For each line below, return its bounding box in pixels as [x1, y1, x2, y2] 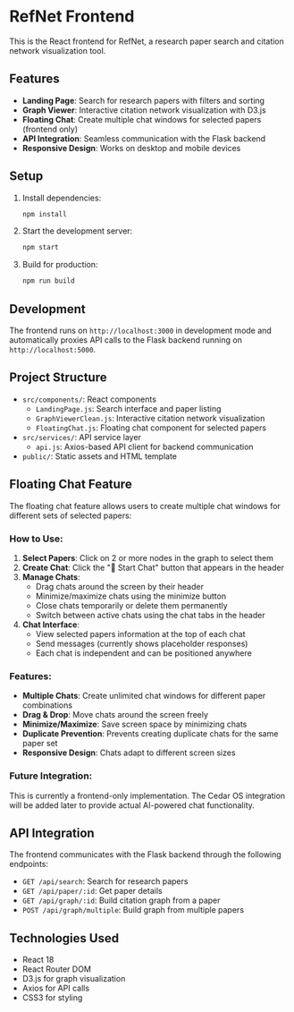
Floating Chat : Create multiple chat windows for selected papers [21, 114, 262, 124]
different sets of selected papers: [9, 510, 132, 521]
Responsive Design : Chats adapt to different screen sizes [21, 747, 236, 758]
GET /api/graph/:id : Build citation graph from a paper [21, 895, 221, 906]
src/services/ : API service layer [21, 431, 141, 442]
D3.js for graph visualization [21, 974, 126, 984]
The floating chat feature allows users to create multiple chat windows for [9, 500, 281, 511]
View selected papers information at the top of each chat [35, 628, 246, 639]
